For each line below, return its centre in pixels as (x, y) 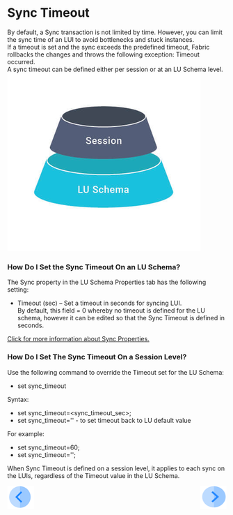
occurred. (21, 61)
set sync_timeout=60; (48, 447)
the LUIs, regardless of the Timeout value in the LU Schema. (94, 475)
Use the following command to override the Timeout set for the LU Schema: (116, 372)
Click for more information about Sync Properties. (78, 339)
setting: (18, 290)
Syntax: (18, 399)
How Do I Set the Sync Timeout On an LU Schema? (94, 267)
